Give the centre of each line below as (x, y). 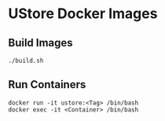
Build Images (40, 43)
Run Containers (47, 84)
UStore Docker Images (83, 14)
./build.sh (26, 60)
